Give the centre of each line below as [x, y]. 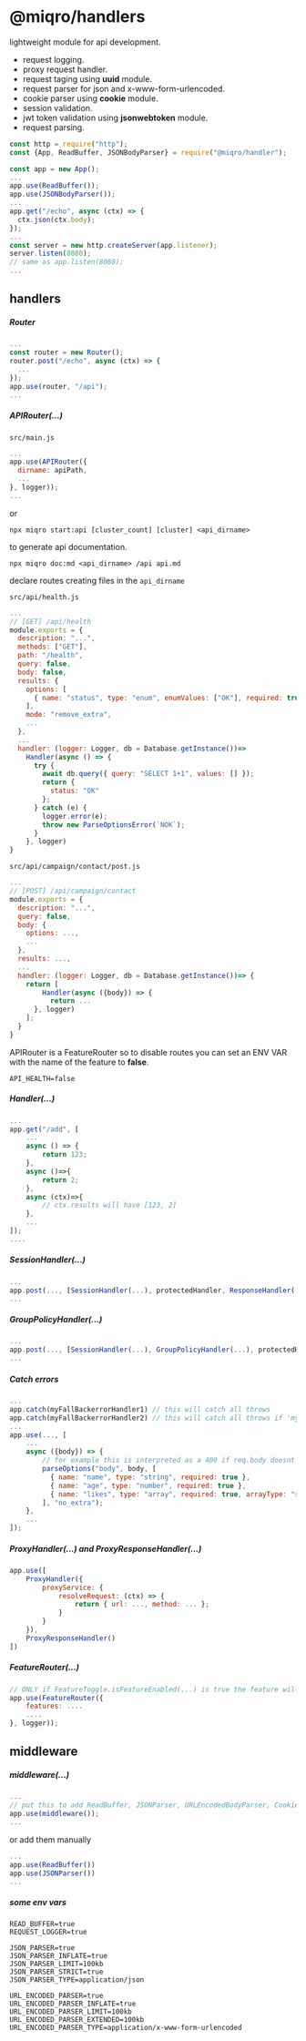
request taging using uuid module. [87, 78]
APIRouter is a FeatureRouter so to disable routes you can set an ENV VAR [148, 1052]
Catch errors [34, 1379]
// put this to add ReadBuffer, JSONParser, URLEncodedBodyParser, [140, 1805]
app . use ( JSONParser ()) [52, 1873]
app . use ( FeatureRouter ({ [56, 1698]
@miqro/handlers [77, 17]
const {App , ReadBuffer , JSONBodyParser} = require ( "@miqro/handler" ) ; [148, 152]
